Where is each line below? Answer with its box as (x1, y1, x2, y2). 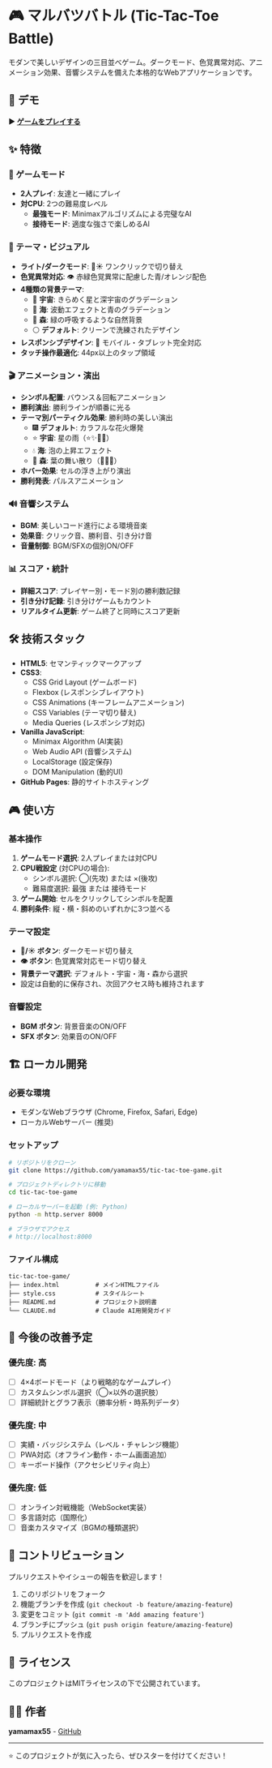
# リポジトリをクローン (8, 1158, 76, 1167)
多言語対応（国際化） (19, 1513, 91, 1522)
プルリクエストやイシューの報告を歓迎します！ (8, 1572, 164, 1581)
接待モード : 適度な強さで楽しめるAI (32, 219, 150, 229)
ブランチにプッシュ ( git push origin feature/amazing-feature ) (19, 1619, 233, 1629)
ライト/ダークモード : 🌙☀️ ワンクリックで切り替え (19, 261, 184, 271)
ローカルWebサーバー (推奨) (19, 1118, 114, 1127)
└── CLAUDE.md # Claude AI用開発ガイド (8, 1307, 172, 1315)
